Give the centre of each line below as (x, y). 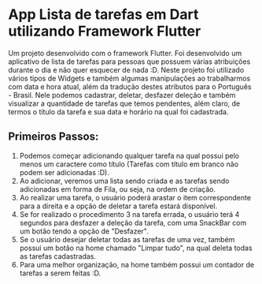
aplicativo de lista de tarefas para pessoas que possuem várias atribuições (129, 62)
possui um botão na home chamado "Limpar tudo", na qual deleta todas (136, 248)
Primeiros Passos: (54, 137)
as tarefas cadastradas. (58, 256)
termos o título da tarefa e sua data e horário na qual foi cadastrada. (118, 111)
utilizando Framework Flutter (105, 31)
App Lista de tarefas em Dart (103, 15)
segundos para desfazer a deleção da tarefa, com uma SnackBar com (133, 222)
